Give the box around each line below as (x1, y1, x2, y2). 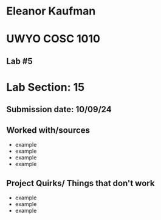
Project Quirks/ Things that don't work (6, 178, 155, 188)
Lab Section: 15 (6, 80, 85, 94)
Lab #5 (6, 56, 33, 66)
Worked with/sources (6, 125, 90, 135)
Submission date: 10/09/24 (6, 104, 112, 115)
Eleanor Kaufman (6, 4, 96, 18)
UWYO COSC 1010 (6, 32, 100, 46)
